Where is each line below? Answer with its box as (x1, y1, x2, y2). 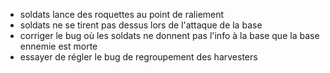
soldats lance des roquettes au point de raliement (19, 9, 225, 20)
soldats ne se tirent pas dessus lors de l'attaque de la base (19, 19, 263, 31)
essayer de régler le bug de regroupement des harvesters (19, 51, 258, 63)
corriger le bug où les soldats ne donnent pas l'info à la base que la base (19, 30, 320, 41)
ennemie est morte (19, 40, 98, 52)
